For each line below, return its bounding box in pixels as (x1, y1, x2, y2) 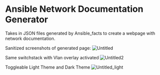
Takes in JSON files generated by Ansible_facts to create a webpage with (5, 30, 156, 36)
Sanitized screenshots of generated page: (5, 45, 91, 51)
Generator (5, 14, 48, 25)
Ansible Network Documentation (5, 3, 144, 15)
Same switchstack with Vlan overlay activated (5, 54, 99, 60)
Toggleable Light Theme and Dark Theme (5, 64, 90, 70)
